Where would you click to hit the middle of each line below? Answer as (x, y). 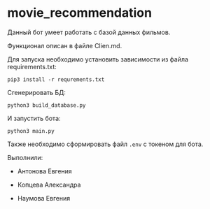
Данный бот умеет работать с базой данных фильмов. (89, 32)
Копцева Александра (49, 185)
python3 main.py (31, 131)
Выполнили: (25, 157)
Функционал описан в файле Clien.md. (65, 45)
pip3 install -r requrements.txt (56, 79)
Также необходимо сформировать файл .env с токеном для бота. (105, 144)
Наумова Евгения (44, 198)
